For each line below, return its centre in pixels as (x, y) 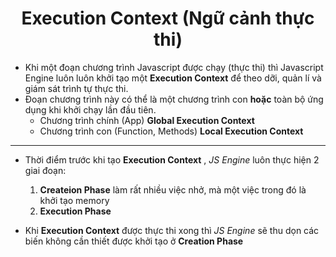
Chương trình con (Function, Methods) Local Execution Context (171, 131)
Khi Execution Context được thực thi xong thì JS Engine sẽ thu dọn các (172, 230)
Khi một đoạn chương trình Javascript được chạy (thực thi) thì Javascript (174, 67)
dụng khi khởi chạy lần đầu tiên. (90, 109)
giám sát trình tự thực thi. (76, 88)
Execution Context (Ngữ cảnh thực (168, 18)
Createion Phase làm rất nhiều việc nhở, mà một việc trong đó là (173, 189)
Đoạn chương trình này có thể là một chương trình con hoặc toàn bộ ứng (174, 99)
